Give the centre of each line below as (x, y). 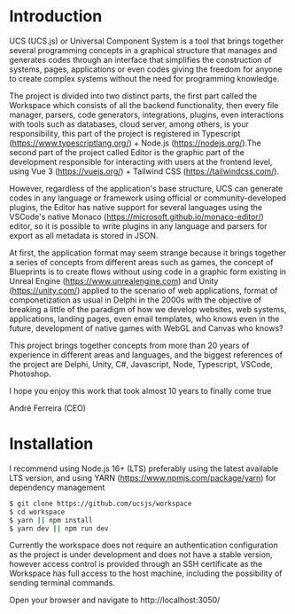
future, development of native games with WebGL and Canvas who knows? (146, 328)
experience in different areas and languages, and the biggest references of (146, 354)
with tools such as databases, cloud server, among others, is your (129, 124)
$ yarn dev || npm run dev (59, 528)
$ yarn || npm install (51, 520)
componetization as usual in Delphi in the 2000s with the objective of (136, 300)
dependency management (57, 487)
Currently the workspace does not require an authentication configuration (144, 545)
